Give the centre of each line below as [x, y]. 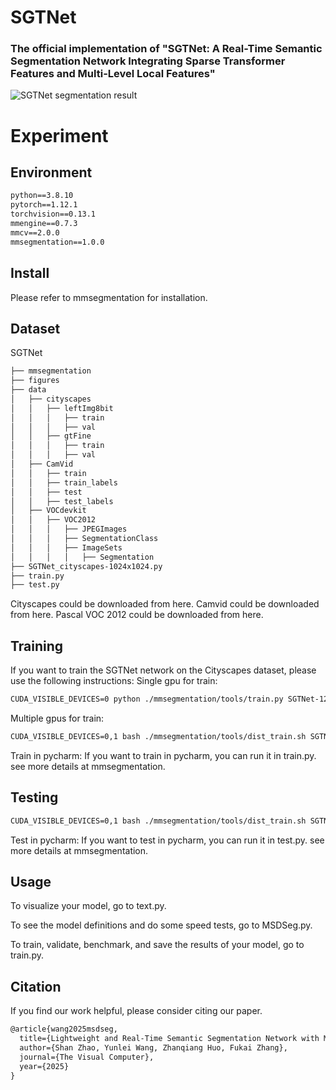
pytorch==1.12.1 [44, 205]
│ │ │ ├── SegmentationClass [84, 539]
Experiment [59, 135]
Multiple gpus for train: [57, 718]
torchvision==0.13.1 [53, 214]
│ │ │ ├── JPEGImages [69, 529]
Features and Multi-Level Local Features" [113, 74]
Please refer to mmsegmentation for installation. [109, 297]
